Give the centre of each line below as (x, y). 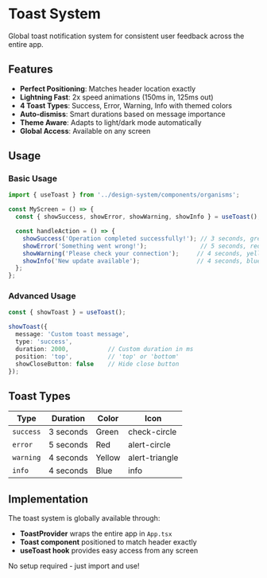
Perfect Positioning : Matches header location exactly (108, 88)
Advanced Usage (42, 296)
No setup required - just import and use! (74, 566)
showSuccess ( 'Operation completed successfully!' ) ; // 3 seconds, (135, 238)
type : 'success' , (44, 342)
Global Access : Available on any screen (85, 131)
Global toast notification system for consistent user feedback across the (126, 36)
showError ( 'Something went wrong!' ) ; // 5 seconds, (135, 246)
